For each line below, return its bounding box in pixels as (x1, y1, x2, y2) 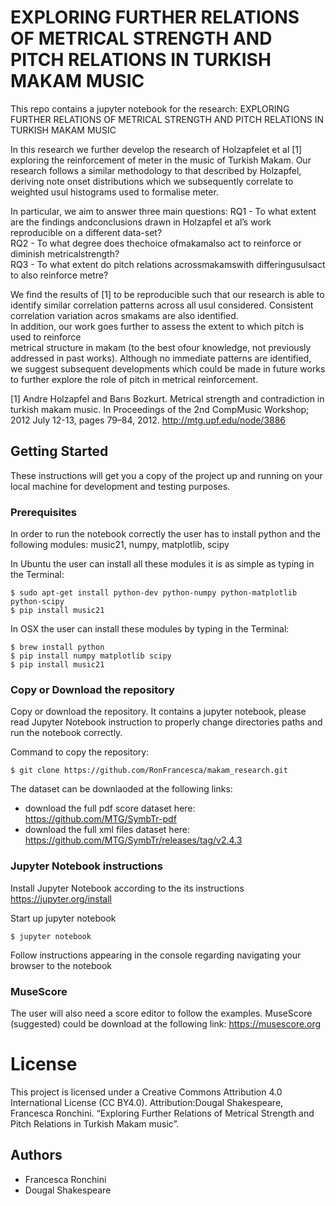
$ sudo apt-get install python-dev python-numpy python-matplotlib (10, 588, 298, 598)
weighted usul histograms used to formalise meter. (10, 186, 219, 198)
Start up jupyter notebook (10, 912, 117, 924)
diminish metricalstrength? (10, 247, 120, 260)
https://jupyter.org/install (10, 892, 113, 905)
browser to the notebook (10, 959, 113, 971)
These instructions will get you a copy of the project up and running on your (10, 469, 323, 481)
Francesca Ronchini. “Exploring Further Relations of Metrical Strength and (10, 1107, 315, 1119)
